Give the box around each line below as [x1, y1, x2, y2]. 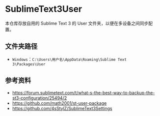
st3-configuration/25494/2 [12, 95, 67, 101]
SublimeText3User [5, 3, 82, 15]
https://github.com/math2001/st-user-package [12, 100, 107, 106]
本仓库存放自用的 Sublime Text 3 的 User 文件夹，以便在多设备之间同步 [5, 20, 149, 26]
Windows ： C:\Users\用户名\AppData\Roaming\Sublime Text [12, 56, 127, 62]
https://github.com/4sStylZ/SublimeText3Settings [12, 105, 113, 111]
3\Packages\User [12, 61, 46, 67]
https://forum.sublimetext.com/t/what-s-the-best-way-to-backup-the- [12, 89, 155, 95]
